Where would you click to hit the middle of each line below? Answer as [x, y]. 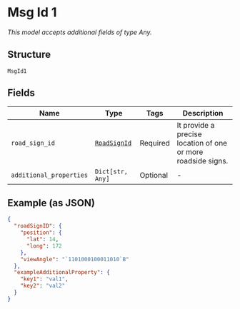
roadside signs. [202, 161]
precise [189, 134]
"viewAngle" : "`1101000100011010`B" [75, 259]
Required [155, 143]
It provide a [196, 125]
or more [190, 152]
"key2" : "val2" [43, 286]
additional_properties [49, 175]
